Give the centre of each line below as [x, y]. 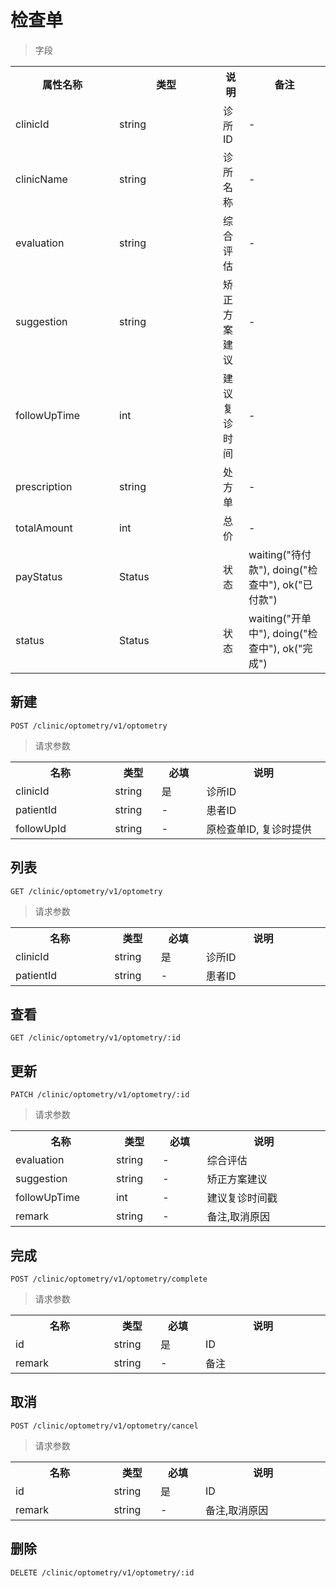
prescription [44, 486]
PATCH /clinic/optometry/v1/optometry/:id [100, 1095]
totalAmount [44, 528]
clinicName [41, 179]
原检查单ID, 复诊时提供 [259, 829]
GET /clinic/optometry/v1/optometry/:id [96, 1038]
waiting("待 [275, 554]
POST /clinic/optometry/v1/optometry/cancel [104, 1426]
